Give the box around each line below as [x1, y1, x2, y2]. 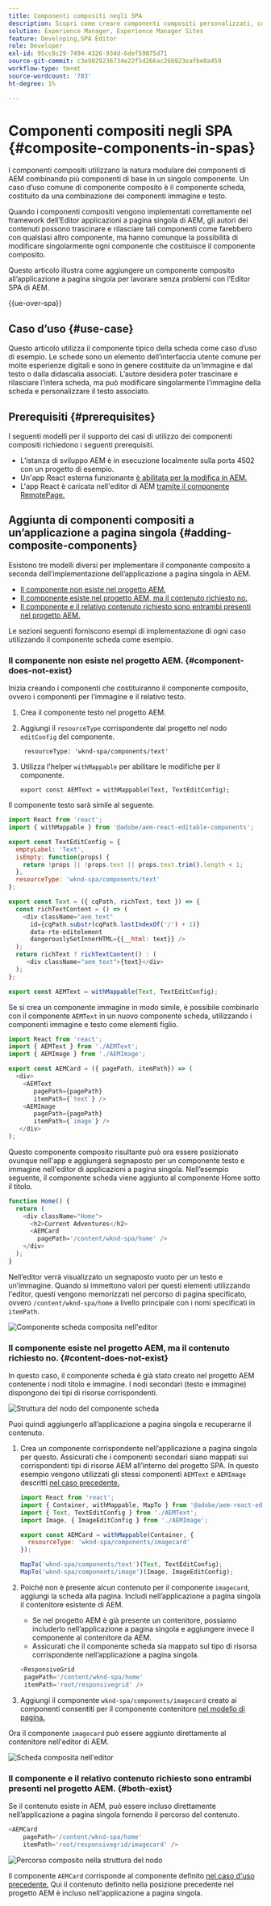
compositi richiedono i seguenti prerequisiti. [8, 440, 155, 450]
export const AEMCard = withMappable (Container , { [19, 1530, 194, 1539]
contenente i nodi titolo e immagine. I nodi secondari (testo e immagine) [8, 1379, 247, 1389]
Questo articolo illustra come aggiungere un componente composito [8, 265, 236, 275]
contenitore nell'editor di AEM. [8, 1737, 109, 1747]
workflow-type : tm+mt [8, 65, 81, 73]
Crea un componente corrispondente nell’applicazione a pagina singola [19, 1444, 257, 1454]
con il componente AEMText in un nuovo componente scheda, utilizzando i [8, 1011, 252, 1021]
